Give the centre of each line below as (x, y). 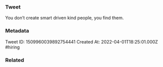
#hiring (12, 47)
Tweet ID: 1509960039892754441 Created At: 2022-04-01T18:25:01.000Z (82, 41)
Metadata (17, 31)
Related (15, 60)
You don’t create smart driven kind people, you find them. (64, 18)
